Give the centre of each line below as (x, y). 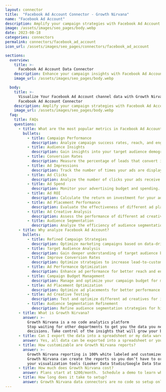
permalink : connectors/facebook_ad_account (51, 42)
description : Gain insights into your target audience (89, 152)
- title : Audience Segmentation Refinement (73, 304)
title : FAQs (26, 120)
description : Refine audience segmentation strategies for (93, 308)
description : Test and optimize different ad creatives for (95, 299)
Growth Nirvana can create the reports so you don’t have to (91, 359)
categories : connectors (30, 38)
